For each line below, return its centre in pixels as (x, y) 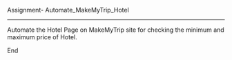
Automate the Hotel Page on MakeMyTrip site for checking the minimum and (116, 30)
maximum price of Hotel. (42, 37)
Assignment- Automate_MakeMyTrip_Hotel (68, 10)
